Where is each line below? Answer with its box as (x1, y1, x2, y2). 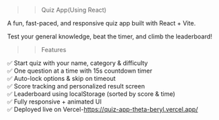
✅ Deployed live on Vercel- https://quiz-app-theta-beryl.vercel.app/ (7, 106, 198, 113)
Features (41, 46, 67, 53)
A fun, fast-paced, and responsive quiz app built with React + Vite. (7, 19, 196, 27)
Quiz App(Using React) (41, 6, 107, 14)
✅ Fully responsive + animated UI (7, 97, 102, 106)
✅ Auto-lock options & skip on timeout (7, 75, 116, 82)
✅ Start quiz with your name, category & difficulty (7, 59, 148, 67)
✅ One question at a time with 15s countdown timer (7, 67, 153, 75)
